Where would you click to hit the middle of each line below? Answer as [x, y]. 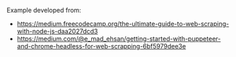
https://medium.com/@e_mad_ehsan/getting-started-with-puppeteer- [119, 39]
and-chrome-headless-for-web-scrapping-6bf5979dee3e [101, 46]
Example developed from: [44, 10]
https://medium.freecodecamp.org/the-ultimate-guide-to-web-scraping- [123, 24]
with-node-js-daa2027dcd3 [57, 31]
